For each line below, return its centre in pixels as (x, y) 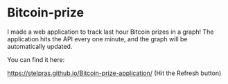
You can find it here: (36, 59)
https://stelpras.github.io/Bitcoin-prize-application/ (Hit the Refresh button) (114, 73)
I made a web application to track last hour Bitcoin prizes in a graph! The (111, 32)
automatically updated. (40, 46)
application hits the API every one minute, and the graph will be (97, 39)
